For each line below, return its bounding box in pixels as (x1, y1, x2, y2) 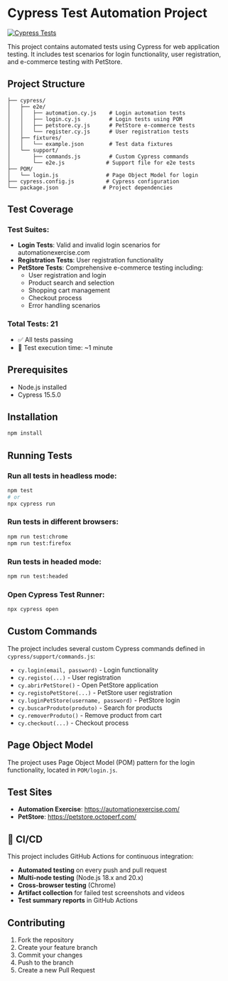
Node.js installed (17, 383, 67, 391)
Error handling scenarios (28, 301, 101, 310)
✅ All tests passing (17, 335, 73, 344)
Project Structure (7, 78, 85, 90)
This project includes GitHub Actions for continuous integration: (7, 852, 194, 861)
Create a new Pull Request (17, 966, 96, 974)
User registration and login (28, 271, 107, 280)
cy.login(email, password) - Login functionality (17, 665, 158, 674)
